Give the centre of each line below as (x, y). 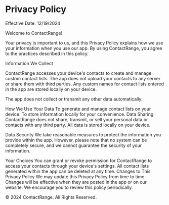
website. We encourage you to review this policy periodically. (69, 187)
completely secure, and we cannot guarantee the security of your (74, 145)
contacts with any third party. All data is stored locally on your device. (78, 125)
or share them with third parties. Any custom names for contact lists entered (85, 84)
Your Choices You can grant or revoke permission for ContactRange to (79, 161)
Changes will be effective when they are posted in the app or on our (76, 182)
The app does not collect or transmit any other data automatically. (74, 99)
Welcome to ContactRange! (34, 33)
